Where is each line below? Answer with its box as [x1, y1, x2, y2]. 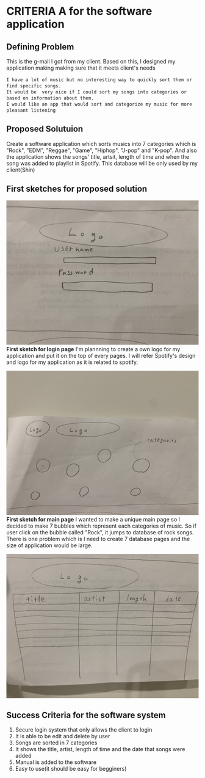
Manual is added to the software [15, 758, 96, 766]
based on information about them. [6, 95, 95, 101]
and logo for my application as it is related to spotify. [6, 358, 138, 366]
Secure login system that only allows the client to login [15, 726, 153, 733]
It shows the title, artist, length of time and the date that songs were [15, 746, 185, 753]
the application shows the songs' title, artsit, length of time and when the [6, 153, 190, 160]
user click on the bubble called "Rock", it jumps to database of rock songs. [6, 528, 194, 536]
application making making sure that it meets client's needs [6, 64, 156, 71]
